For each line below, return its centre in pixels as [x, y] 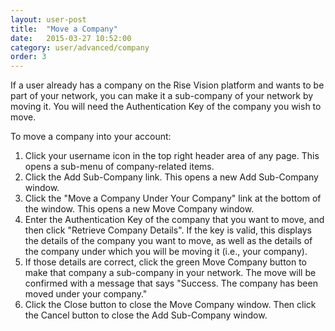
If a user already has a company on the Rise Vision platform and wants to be [167, 85]
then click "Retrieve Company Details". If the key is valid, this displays [168, 230]
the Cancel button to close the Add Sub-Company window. [146, 315]
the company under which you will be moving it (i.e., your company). [166, 252]
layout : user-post [48, 19]
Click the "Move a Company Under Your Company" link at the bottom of [173, 198]
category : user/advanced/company [80, 47]
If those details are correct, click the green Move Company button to [166, 262]
